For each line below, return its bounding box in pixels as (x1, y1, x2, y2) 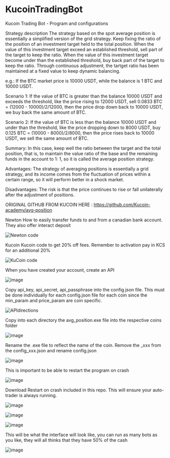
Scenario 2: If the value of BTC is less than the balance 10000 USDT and (5, 119, 156, 125)
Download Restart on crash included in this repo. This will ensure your (5, 387, 152, 393)
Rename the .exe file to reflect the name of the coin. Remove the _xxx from (5, 342, 161, 348)
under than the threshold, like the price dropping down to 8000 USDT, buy (5, 124, 161, 130)
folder (5, 322, 18, 329)
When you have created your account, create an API (5, 267, 115, 273)
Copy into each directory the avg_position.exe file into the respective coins (5, 317, 162, 323)
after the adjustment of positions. (5, 191, 75, 198)
